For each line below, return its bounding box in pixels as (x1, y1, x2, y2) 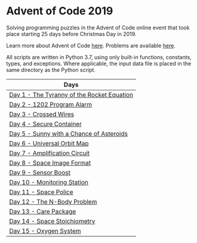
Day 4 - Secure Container (9, 120, 82, 128)
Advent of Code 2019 (6, 4, 113, 18)
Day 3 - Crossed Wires (9, 110, 75, 118)
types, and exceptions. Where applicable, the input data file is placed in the (6, 60, 192, 67)
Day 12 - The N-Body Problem (9, 198, 97, 206)
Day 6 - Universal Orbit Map (9, 139, 89, 147)
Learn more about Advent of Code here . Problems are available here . (6, 42, 176, 49)
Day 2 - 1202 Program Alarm (9, 100, 93, 108)
